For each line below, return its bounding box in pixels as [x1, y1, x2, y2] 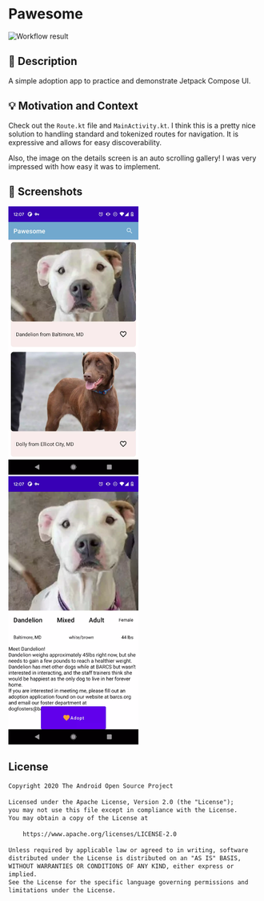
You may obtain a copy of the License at [8, 814, 149, 822]
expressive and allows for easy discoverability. [8, 137, 162, 147]
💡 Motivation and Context [8, 99, 138, 113]
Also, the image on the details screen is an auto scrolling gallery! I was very [8, 153, 257, 163]
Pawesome [8, 5, 84, 23]
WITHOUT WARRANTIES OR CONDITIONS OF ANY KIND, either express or [8, 862, 234, 871]
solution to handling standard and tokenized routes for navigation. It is [8, 129, 238, 139]
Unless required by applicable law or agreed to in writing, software [8, 846, 249, 854]
